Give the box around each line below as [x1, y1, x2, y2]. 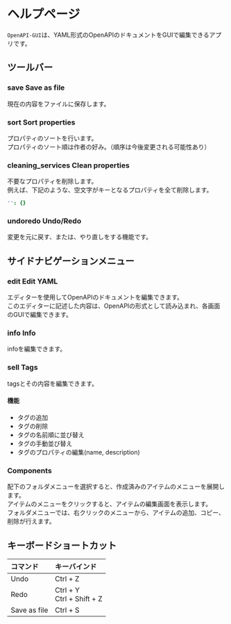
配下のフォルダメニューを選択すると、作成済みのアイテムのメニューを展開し [7, 482, 225, 491]
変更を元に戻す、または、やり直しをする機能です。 [7, 233, 153, 241]
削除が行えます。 [7, 517, 55, 525]
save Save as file [7, 83, 65, 92]
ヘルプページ [7, 6, 80, 22]
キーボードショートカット [7, 539, 117, 551]
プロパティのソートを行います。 [7, 133, 98, 142]
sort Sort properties [7, 117, 76, 127]
